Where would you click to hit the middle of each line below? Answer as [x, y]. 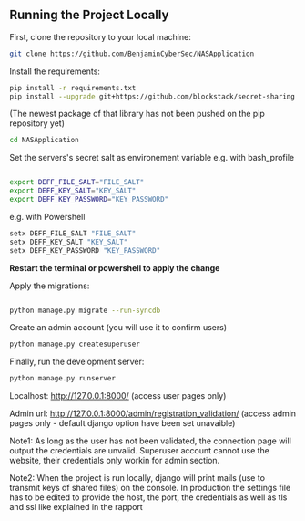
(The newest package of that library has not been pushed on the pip [137, 114]
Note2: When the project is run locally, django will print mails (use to [137, 478]
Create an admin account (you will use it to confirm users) [118, 328]
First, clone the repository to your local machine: [100, 36]
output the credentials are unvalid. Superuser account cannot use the [140, 451]
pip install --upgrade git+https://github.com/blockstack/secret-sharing [152, 96]
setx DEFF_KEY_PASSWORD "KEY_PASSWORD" [85, 250]
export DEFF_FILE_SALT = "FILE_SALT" [77, 182]
